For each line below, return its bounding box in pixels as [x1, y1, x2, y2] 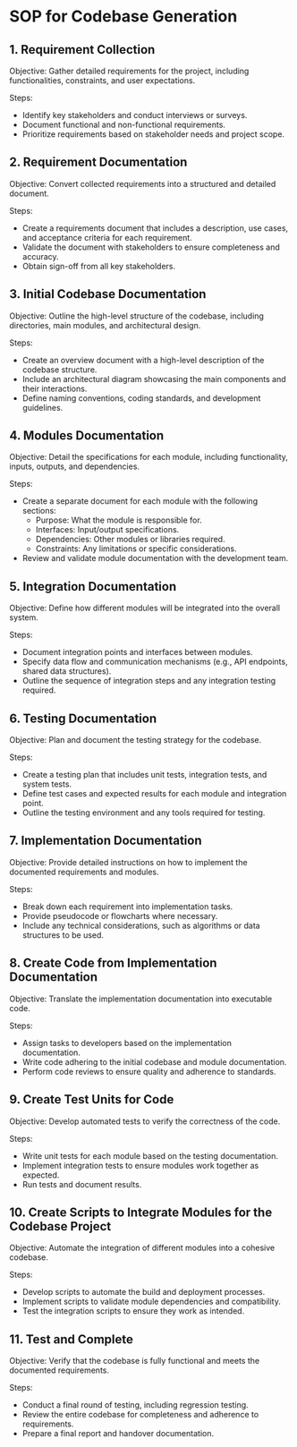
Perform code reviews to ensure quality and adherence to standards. [21, 1066, 276, 1077]
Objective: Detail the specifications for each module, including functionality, [9, 452, 289, 463]
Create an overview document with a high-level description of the [21, 354, 265, 365]
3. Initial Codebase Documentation [9, 286, 207, 302]
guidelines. [21, 402, 64, 413]
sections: [21, 506, 56, 516]
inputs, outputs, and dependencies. [9, 461, 140, 472]
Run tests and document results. [21, 1179, 142, 1189]
